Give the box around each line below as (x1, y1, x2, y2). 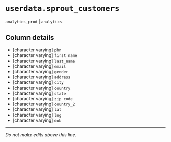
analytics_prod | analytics (5, 18, 62, 24)
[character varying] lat (12, 106, 62, 112)
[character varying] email (12, 63, 66, 69)
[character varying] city (12, 79, 64, 85)
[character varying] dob (12, 117, 62, 123)
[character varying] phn (12, 47, 62, 53)
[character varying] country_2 (12, 101, 75, 107)
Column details (5, 33, 54, 42)
